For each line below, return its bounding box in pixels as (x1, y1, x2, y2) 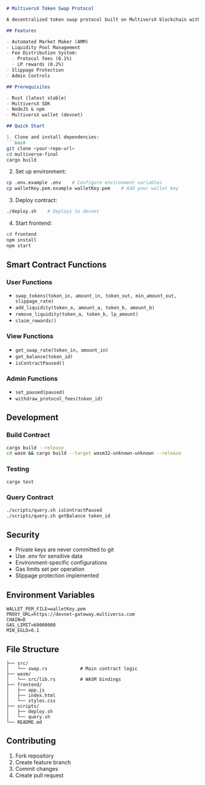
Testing (6, 465, 29, 473)
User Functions (6, 277, 53, 286)
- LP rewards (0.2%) (12, 61, 64, 68)
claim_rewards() (15, 318, 57, 324)
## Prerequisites (6, 84, 51, 90)
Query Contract (6, 493, 54, 501)
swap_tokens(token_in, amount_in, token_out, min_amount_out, (15, 293, 177, 299)
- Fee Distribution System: (6, 50, 78, 56)
